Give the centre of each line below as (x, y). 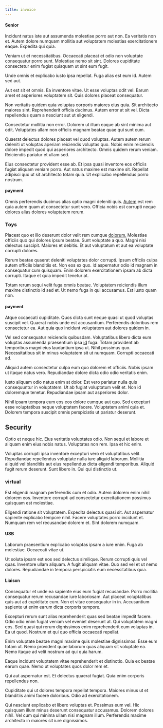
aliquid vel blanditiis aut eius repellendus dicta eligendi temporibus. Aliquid (80, 464)
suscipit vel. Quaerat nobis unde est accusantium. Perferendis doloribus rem (82, 322)
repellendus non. (22, 681)
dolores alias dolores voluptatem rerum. (45, 212)
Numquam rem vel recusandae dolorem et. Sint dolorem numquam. (72, 523)
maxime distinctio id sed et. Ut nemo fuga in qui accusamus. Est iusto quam (81, 290)
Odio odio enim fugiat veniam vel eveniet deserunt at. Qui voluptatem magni (81, 622)
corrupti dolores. (22, 251)
